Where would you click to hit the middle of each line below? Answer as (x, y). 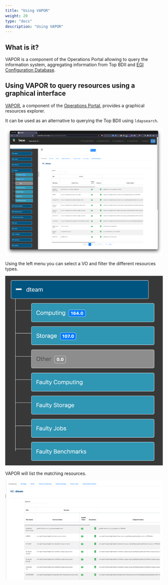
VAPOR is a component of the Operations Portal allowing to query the (77, 60)
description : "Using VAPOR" (34, 27)
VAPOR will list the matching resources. (46, 473)
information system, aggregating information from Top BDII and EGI (74, 65)
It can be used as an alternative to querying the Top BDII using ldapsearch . (82, 121)
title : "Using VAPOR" (28, 11)
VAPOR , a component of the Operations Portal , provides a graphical (75, 106)
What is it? (22, 47)
